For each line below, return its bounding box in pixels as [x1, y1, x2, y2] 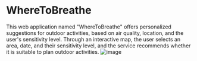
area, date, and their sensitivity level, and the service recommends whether [6, 42, 191, 49]
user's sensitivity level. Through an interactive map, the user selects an [6, 36, 181, 43]
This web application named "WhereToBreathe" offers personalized [6, 23, 171, 30]
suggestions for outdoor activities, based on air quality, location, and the [6, 29, 184, 36]
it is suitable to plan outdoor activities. [6, 48, 99, 55]
